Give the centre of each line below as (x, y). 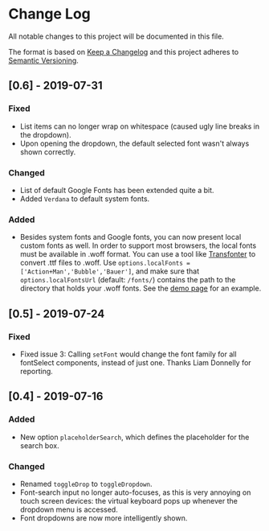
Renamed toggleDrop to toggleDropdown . (86, 484)
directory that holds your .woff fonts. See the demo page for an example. (141, 288)
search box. (39, 445)
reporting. (37, 371)
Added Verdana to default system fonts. (85, 199)
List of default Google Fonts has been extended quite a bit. (117, 190)
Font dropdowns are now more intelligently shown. (104, 518)
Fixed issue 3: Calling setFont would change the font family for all (128, 354)
